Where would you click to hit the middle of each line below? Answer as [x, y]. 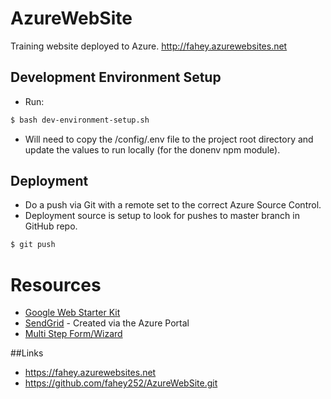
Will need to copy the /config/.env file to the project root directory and [169, 139]
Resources [56, 284]
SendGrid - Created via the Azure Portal [107, 323]
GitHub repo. [51, 226]
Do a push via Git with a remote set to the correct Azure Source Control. [173, 205]
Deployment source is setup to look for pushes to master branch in [162, 216]
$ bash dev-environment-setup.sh [80, 120]
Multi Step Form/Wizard [73, 334]
